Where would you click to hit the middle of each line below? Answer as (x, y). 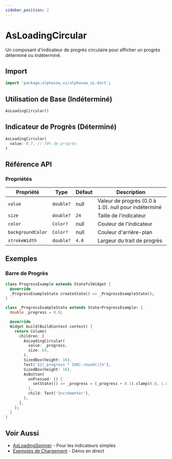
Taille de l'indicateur (122, 216)
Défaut (84, 192)
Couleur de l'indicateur (125, 224)
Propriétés (19, 179)
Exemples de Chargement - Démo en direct (58, 451)
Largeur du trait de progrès (130, 241)
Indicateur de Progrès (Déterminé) (61, 127)
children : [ (31, 336)
